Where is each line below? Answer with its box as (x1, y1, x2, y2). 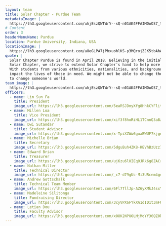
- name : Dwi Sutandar (9, 122, 54, 127)
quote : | (5, 53, 23, 58)
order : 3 (5, 30, 23, 35)
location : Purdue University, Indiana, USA (5, 39, 96, 44)
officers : (5, 90, 26, 95)
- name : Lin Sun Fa (9, 94, 50, 99)
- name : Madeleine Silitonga (9, 190, 70, 195)
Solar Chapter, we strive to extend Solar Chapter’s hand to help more (9, 62, 161, 67)
